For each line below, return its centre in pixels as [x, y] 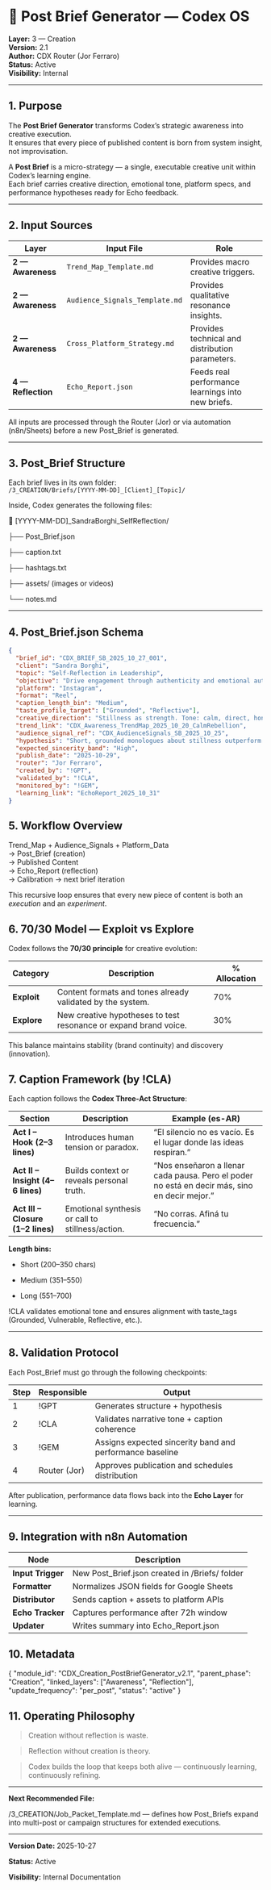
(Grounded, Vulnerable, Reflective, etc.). [75, 1320]
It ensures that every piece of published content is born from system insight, [135, 142]
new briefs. [211, 402]
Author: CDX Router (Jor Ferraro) [64, 56]
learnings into [216, 392]
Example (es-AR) [206, 1118]
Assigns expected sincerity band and [165, 1441]
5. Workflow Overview [66, 826]
